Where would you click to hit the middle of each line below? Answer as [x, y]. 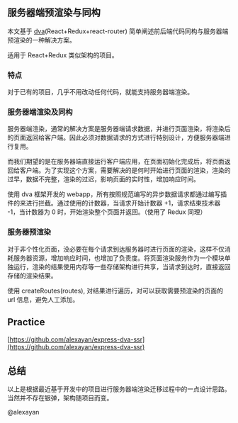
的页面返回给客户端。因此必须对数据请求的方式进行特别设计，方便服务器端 [116, 137]
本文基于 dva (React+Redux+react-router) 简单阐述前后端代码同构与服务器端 [118, 31]
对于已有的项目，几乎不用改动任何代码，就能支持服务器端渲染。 [100, 92]
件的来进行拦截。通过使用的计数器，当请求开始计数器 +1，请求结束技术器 [114, 203]
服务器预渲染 [29, 232]
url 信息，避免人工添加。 [43, 299]
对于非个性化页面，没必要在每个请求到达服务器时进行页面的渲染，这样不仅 [116, 249]
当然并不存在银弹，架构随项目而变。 [60, 398]
